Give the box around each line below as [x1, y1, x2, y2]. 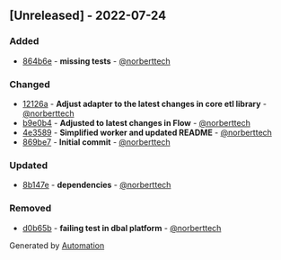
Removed [9, 202, 52, 215]
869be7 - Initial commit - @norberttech [22, 136, 171, 148]
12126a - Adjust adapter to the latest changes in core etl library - [22, 98, 268, 109]
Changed [9, 77, 51, 90]
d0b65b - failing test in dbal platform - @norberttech [22, 222, 222, 233]
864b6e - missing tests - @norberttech [22, 55, 171, 67]
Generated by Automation [9, 239, 105, 251]
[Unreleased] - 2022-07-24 [9, 8, 167, 23]
